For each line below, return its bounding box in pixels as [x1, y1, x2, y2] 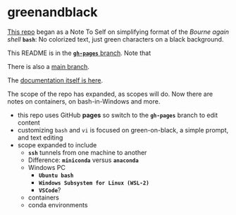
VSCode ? [38, 185, 61, 194]
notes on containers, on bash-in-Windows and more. [7, 97, 161, 106]
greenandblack [7, 4, 98, 20]
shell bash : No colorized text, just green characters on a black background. [7, 35, 224, 43]
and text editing [17, 133, 63, 142]
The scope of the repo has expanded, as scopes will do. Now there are [7, 90, 213, 98]
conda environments [27, 200, 88, 209]
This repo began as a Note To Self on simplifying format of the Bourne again [7, 27, 230, 36]
